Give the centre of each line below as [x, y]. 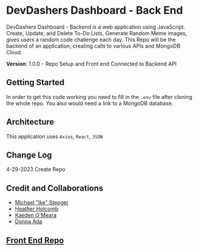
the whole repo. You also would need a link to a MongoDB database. [90, 103]
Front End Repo [35, 240]
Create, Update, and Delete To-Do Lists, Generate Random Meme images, [97, 33]
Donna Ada [29, 222]
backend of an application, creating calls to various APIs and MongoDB [93, 46]
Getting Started [35, 83]
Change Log [29, 155]
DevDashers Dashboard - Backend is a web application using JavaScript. [96, 27]
